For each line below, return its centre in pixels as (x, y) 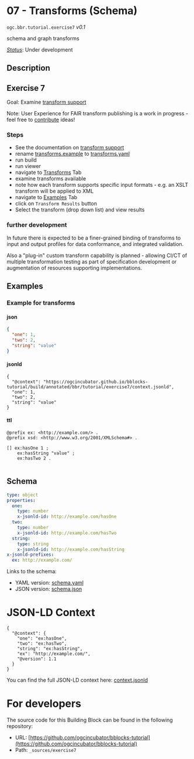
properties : (21, 500)
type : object (22, 495)
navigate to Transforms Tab (48, 172)
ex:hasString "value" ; (46, 453)
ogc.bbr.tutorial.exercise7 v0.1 (46, 27)
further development (37, 225)
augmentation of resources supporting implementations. (75, 268)
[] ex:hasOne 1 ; (28, 448)
